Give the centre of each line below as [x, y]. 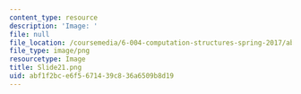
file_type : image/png [50, 51]
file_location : [38, 43]
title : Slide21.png [46, 68]
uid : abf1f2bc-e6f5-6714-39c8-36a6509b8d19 [92, 76]
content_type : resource [54, 17]
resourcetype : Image [48, 59]
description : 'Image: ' [54, 26]
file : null [30, 34]
